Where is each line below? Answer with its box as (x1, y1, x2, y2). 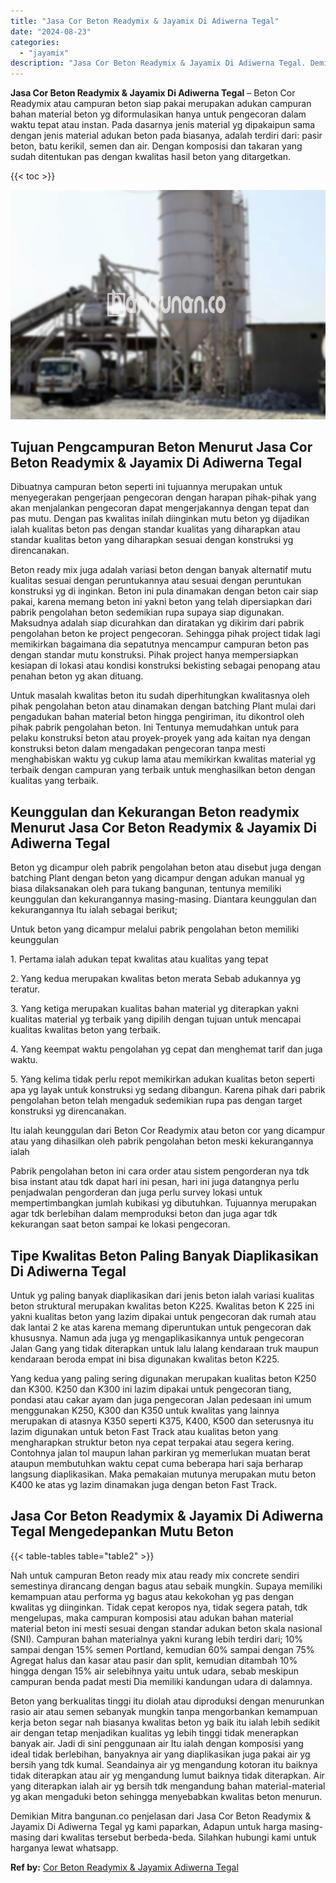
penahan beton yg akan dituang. (10, 670, 144, 682)
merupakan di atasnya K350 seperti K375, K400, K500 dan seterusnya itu (10, 1415, 314, 1427)
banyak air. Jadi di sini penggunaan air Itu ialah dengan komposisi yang (10, 1737, 304, 1749)
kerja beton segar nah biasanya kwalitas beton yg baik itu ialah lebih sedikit (10, 1716, 321, 1728)
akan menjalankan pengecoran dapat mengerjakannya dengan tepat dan (10, 502, 310, 514)
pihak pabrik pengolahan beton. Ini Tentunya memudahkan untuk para (10, 721, 300, 734)
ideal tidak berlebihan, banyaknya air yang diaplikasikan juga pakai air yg (10, 1748, 311, 1760)
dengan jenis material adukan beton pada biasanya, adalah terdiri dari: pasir (10, 130, 323, 142)
